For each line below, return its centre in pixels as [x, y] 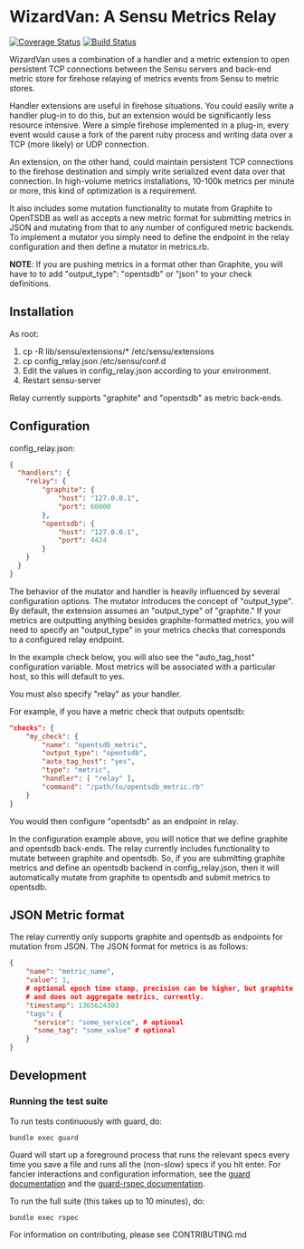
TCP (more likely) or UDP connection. [79, 144]
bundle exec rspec [44, 1217]
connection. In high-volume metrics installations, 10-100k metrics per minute [152, 181]
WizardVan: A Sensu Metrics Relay [143, 17]
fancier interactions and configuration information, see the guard [130, 1174]
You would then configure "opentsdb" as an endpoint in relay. [124, 821]
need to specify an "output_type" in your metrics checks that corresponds [148, 629]
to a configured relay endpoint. [67, 639]
